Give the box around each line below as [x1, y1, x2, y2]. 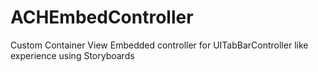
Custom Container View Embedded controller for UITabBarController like [10, 39, 309, 51]
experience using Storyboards [10, 49, 135, 61]
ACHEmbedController [10, 6, 194, 29]
